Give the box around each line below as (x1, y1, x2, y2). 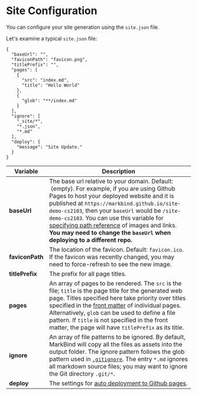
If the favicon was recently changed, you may (49, 253, 175, 261)
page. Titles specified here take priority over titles (49, 294, 186, 302)
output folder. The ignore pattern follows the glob (49, 347, 185, 356)
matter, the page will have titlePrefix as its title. (49, 323, 184, 332)
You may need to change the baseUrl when (49, 228, 171, 236)
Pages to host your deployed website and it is (49, 192, 175, 200)
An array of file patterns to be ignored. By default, (49, 333, 186, 341)
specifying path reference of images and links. (49, 221, 177, 229)
